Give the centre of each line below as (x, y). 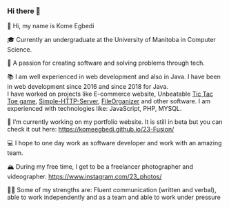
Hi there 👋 (24, 11)
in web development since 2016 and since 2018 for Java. (88, 87)
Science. (20, 50)
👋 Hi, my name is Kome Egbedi (51, 26)
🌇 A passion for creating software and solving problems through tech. (106, 63)
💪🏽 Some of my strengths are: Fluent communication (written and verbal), (112, 190)
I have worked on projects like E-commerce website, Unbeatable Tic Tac (110, 94)
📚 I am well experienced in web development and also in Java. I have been (114, 77)
